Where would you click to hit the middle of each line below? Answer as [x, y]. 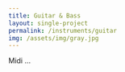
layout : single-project [48, 23]
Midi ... [20, 61]
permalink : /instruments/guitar [62, 30]
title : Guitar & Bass [45, 16]
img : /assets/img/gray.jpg [54, 38]
